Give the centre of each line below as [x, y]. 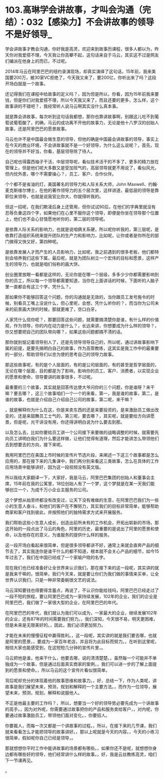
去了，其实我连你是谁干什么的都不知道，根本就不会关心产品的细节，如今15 [84, 551]
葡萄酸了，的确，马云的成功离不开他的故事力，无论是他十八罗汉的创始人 [86, 122]
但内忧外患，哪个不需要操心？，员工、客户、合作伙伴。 [61, 174]
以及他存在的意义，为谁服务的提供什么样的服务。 [63, 535]
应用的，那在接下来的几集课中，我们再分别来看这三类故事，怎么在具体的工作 [82, 461]
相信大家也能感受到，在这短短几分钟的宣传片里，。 [55, 647]
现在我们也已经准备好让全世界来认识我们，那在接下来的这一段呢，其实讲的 [80, 568]
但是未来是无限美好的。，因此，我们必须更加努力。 [55, 625]
